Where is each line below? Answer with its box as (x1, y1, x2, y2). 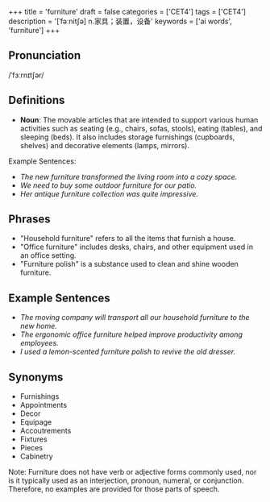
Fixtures (19, 434, 48, 444)
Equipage (19, 417, 52, 427)
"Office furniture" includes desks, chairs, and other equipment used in (19, 242, 254, 252)
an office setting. (19, 251, 77, 260)
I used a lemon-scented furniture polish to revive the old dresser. (19, 346, 236, 357)
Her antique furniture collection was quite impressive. (19, 189, 199, 198)
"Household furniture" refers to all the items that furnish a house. (19, 234, 236, 243)
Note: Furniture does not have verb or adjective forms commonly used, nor (8, 467, 257, 477)
